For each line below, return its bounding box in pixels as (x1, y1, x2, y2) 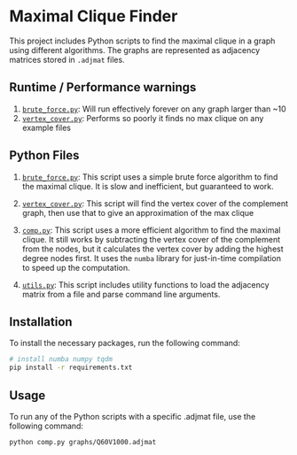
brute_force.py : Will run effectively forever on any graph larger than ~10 (21, 104, 286, 114)
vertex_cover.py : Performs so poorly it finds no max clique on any (21, 112, 264, 123)
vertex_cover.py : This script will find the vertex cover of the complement (21, 197, 289, 209)
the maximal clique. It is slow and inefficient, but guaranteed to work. (21, 181, 275, 191)
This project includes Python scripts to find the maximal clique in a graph (9, 35, 276, 46)
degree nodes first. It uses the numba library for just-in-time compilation (21, 252, 282, 263)
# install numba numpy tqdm (9, 355, 113, 364)
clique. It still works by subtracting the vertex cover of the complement (21, 234, 281, 244)
